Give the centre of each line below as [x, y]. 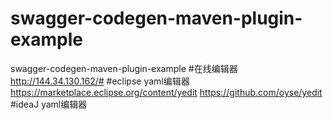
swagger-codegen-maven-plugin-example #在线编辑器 [124, 68]
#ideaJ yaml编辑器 [49, 104]
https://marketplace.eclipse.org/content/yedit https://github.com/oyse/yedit [166, 92]
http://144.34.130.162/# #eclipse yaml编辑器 [100, 81]
